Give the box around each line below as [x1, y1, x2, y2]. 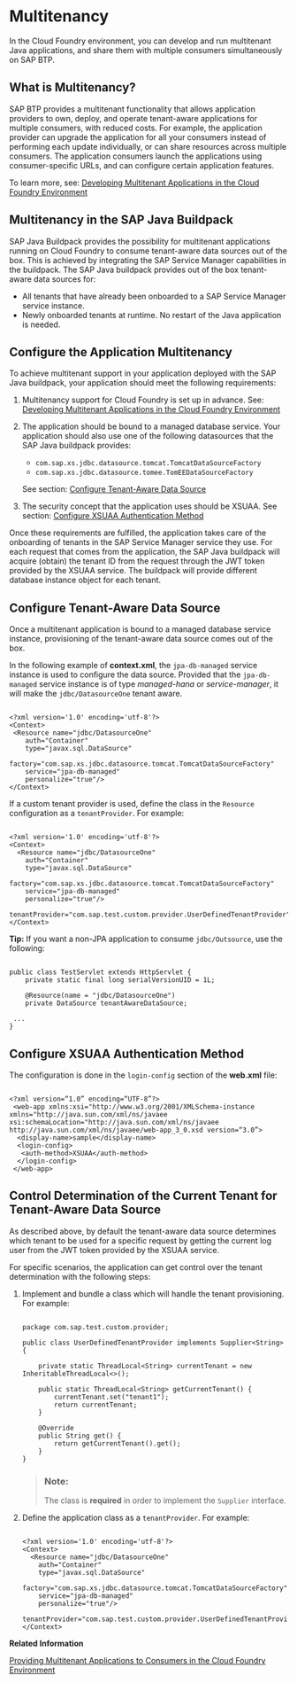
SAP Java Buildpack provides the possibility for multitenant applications [9, 236, 271, 246]
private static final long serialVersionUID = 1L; [25, 976, 216, 985]
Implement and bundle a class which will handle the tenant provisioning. [21, 1288, 285, 1299]
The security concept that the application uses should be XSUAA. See [21, 501, 278, 511]
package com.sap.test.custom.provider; [21, 1322, 170, 1331]
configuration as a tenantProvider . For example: [9, 808, 185, 819]
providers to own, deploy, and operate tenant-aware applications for [9, 113, 258, 123]
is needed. [21, 319, 61, 330]
